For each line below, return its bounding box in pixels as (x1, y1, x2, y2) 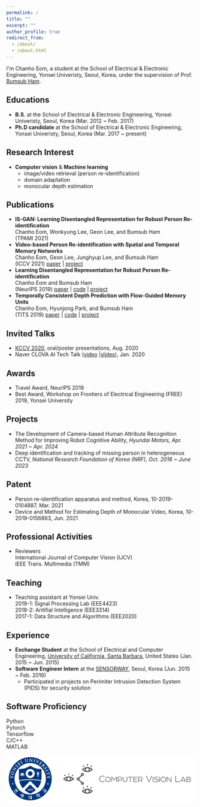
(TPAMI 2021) (14, 234, 49, 242)
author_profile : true (6, 29, 60, 35)
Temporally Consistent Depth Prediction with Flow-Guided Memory (14, 292, 187, 299)
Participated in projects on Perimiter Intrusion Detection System (23, 678, 181, 685)
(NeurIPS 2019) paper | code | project (14, 285, 108, 293)
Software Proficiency (6, 701, 87, 712)
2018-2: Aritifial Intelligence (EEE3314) (14, 606, 110, 614)
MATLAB (6, 743, 28, 750)
